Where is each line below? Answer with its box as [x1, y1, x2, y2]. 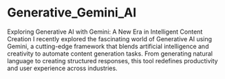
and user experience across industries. [7, 64, 118, 72]
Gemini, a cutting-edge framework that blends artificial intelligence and [7, 42, 209, 50]
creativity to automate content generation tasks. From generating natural [7, 49, 213, 58]
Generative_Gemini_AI [7, 5, 137, 21]
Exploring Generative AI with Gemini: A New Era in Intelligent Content [7, 27, 203, 36]
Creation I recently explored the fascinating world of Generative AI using [7, 34, 212, 43]
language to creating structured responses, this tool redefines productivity [7, 56, 218, 65]
